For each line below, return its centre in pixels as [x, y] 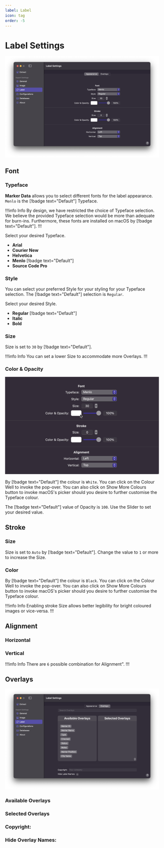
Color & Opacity [24, 369]
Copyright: [18, 826]
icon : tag [15, 15]
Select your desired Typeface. [35, 235]
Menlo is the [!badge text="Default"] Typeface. [51, 201]
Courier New [25, 250]
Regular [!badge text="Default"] [44, 313]
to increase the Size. [26, 557]
